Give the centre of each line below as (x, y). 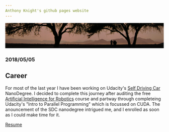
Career (16, 76)
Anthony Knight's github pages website (47, 11)
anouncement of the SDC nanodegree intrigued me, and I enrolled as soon (82, 109)
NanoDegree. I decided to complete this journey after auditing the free (78, 93)
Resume (14, 124)
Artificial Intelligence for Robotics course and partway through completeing (83, 99)
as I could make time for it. (33, 115)
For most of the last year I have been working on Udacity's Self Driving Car (83, 88)
